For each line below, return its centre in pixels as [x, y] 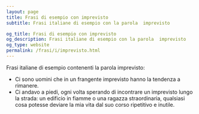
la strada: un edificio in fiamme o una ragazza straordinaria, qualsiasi [100, 98]
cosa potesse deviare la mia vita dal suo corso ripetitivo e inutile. [95, 104]
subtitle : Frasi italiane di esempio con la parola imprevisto [88, 23]
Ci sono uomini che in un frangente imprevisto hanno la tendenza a [98, 79]
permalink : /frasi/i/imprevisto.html [53, 51]
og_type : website [28, 45]
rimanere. [27, 85]
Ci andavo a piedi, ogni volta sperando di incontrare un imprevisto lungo [104, 92]
